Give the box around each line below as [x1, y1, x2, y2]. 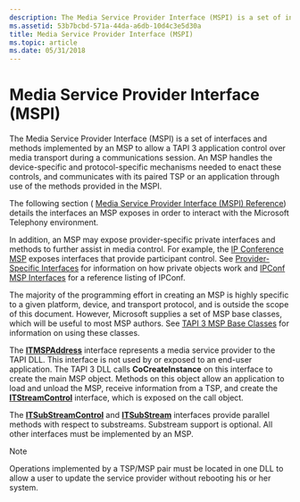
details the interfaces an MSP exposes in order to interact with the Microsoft [9, 207, 290, 219]
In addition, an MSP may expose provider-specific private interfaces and [9, 234, 276, 246]
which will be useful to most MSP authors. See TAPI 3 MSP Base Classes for [9, 318, 290, 329]
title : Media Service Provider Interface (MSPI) [9, 29, 194, 38]
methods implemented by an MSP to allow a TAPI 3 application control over [9, 143, 286, 154]
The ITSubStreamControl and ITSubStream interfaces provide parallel [9, 410, 271, 421]
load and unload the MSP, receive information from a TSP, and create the [9, 383, 279, 394]
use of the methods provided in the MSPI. [9, 180, 162, 192]
